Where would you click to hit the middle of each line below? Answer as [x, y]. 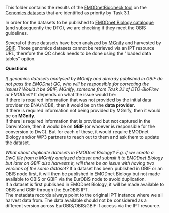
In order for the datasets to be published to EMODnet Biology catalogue [79, 22]
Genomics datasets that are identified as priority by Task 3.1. [68, 13]
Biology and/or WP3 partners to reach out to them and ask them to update [82, 137]
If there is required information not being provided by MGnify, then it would [83, 111]
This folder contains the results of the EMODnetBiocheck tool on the [76, 7]
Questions [16, 68]
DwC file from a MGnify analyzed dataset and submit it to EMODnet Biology [84, 158]
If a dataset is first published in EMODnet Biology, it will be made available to [85, 184]
